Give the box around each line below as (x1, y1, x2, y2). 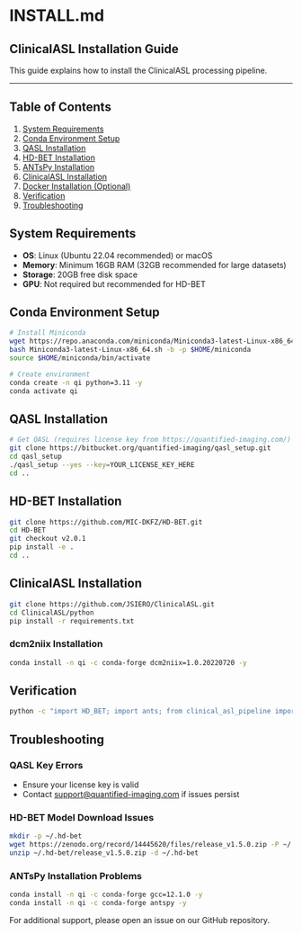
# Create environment (9, 370, 91, 379)
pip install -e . (9, 543, 75, 552)
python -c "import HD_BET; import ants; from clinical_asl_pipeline (9, 707, 271, 716)
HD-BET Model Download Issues (9, 811, 155, 823)
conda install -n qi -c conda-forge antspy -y (9, 899, 187, 908)
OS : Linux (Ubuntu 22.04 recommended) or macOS (22, 249, 213, 261)
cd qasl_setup (9, 452, 63, 462)
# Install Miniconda (9, 328, 87, 337)
